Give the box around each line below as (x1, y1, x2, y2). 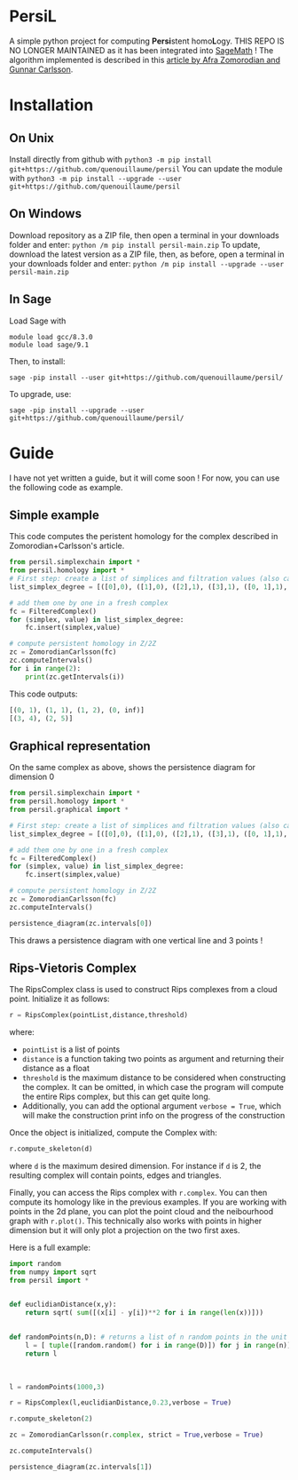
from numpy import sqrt (9, 1268, 98, 1277)
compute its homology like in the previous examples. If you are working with (9, 1197, 287, 1207)
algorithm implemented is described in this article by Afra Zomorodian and (9, 54, 281, 65)
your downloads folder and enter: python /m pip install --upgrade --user (9, 258, 285, 268)
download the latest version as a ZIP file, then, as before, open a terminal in (9, 249, 285, 259)
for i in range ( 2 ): (9, 664, 82, 672)
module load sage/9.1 (9, 340, 90, 349)
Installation (9, 95, 94, 115)
